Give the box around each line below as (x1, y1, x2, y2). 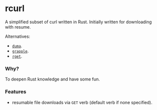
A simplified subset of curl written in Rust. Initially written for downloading (5, 19, 152, 25)
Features (5, 88, 27, 95)
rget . (12, 53, 23, 59)
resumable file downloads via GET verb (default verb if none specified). (12, 99, 153, 105)
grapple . (12, 48, 29, 54)
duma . (12, 43, 23, 48)
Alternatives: (5, 33, 30, 39)
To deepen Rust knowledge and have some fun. (5, 76, 100, 82)
